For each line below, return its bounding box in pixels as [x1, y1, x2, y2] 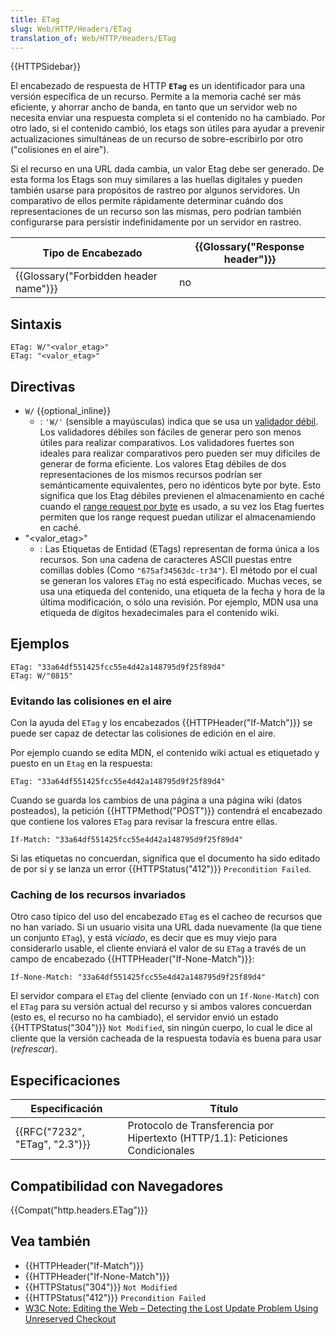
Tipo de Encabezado [42, 246, 143, 260]
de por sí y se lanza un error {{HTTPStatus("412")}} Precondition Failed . [10, 863, 312, 875]
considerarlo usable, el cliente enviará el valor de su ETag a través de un [10, 942, 307, 955]
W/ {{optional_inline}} [24, 405, 112, 416]
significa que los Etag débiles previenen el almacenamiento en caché [39, 490, 325, 501]
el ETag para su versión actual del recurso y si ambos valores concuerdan [10, 1001, 312, 1013]
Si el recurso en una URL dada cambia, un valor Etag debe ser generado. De [10, 163, 325, 175]
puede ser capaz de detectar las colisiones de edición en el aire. [10, 727, 277, 740]
